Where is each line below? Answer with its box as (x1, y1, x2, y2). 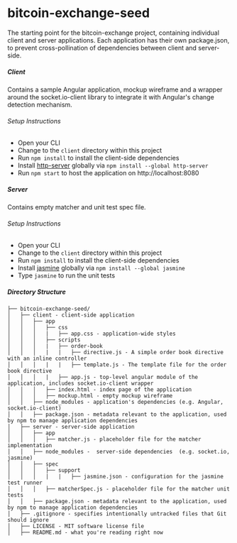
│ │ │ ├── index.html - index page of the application (7, 386, 192, 393)
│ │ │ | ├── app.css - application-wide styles (7, 330, 176, 338)
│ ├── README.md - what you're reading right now (7, 529, 163, 537)
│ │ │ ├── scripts (7, 336, 81, 344)
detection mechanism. (7, 100, 72, 109)
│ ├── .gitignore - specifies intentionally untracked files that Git (7, 510, 227, 517)
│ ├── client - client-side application (7, 312, 135, 319)
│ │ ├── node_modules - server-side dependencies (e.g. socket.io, (7, 449, 231, 456)
